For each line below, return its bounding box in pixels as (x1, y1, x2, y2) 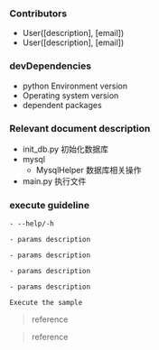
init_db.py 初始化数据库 (22, 143, 109, 154)
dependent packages (22, 99, 102, 110)
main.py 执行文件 (22, 175, 87, 187)
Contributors (9, 7, 68, 20)
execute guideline (9, 198, 90, 211)
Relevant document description (9, 122, 151, 134)
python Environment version (22, 80, 128, 91)
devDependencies (9, 60, 92, 72)
